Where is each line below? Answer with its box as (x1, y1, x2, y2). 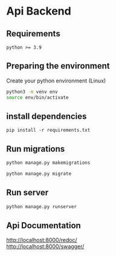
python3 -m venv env (6, 89, 59, 95)
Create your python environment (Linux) (6, 77, 106, 84)
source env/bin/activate (6, 94, 69, 101)
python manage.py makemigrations (6, 160, 91, 166)
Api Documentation (6, 220, 82, 231)
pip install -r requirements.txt (6, 127, 91, 133)
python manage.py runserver (6, 203, 77, 210)
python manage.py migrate (6, 171, 71, 177)
